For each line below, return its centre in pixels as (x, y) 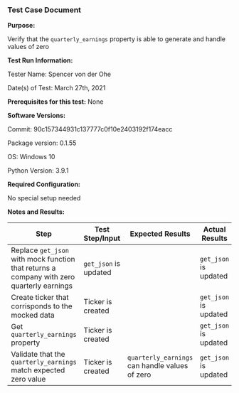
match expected (38, 370)
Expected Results (160, 234)
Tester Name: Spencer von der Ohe (59, 74)
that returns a (33, 268)
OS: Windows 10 (31, 157)
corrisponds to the (42, 306)
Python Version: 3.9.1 (38, 171)
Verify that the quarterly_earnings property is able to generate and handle (117, 39)
